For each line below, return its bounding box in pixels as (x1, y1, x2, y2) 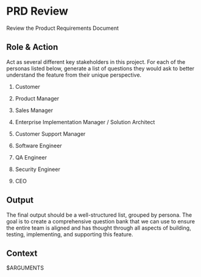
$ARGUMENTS (6, 264, 44, 272)
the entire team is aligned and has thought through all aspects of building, (6, 224, 191, 231)
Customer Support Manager (15, 130, 86, 138)
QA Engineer (15, 153, 48, 161)
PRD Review (6, 4, 69, 18)
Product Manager (15, 94, 60, 102)
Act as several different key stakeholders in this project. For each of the (6, 58, 186, 65)
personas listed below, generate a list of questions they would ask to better (6, 65, 195, 72)
